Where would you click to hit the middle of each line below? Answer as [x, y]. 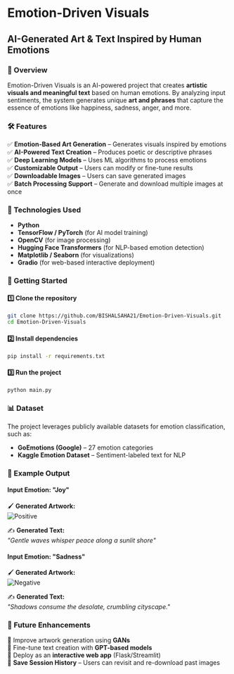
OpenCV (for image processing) [64, 240]
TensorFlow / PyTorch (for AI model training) [83, 233]
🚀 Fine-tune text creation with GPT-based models [80, 648]
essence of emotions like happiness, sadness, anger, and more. [99, 108]
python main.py [30, 390]
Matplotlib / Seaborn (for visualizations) [76, 255]
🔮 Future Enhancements [49, 625]
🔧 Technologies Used [44, 210]
